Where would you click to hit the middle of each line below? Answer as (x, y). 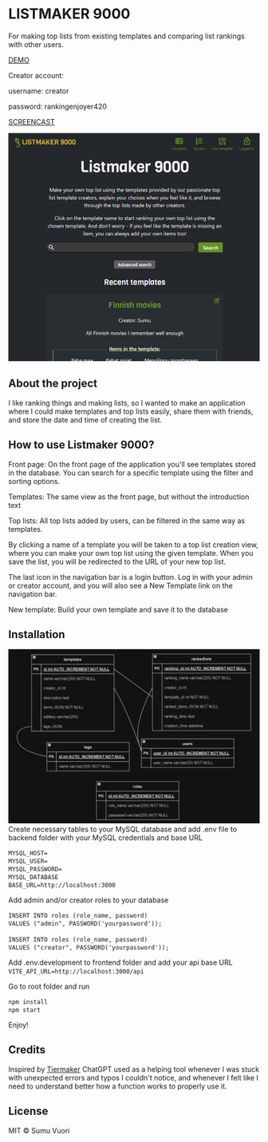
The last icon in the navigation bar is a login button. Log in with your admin (131, 577)
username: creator (39, 91)
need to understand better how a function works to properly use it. (118, 1086)
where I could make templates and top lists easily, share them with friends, (131, 411)
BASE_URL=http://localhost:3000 (62, 885)
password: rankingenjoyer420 (58, 106)
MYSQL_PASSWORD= (35, 869)
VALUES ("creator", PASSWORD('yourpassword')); (89, 947)
